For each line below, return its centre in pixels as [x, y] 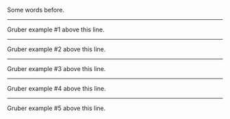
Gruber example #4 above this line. [56, 89]
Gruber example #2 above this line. [56, 49]
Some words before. [36, 10]
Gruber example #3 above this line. [56, 69]
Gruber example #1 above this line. [56, 29]
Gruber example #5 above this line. [56, 108]
